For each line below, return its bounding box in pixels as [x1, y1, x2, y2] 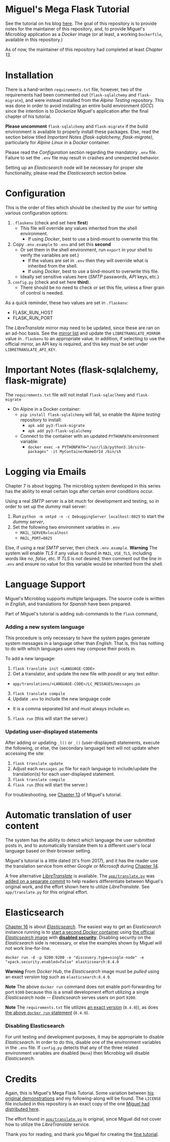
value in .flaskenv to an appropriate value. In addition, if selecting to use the [5, 335, 165, 341]
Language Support [5, 578, 86, 590]
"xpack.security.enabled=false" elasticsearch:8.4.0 [5, 960, 119, 965]
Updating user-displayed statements [5, 728, 98, 735]
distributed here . [5, 1106, 40, 1113]
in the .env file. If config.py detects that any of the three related [5, 1045, 139, 1051]
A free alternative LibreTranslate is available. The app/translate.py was [5, 873, 155, 879]
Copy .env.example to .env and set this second [12, 241, 111, 247]
